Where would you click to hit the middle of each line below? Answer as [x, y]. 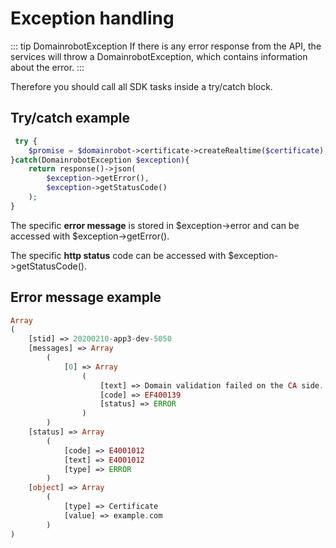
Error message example [86, 297]
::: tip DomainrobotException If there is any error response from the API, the [166, 46]
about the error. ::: [47, 67]
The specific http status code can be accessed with [118, 255]
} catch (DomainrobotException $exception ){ [100, 160]
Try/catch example [70, 118]
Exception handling [92, 18]
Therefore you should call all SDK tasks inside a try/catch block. [141, 86]
